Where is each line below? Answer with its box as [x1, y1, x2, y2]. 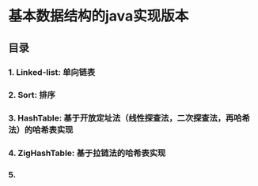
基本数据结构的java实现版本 [8, 7, 189, 25]
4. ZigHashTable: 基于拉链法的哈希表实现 [8, 147, 166, 158]
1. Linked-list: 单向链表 [8, 66, 96, 77]
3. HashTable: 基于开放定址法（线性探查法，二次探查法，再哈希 [8, 113, 251, 124]
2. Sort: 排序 [8, 90, 55, 101]
